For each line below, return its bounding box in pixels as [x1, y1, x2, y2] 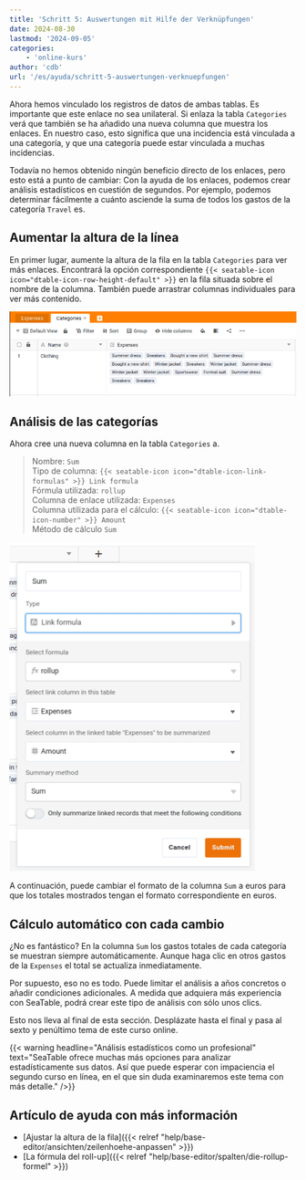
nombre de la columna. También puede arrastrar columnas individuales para [9, 283, 296, 294]
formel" [22, 1160, 52, 1172]
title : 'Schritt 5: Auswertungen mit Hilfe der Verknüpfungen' [9, 15, 255, 24]
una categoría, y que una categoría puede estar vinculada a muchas [9, 137, 266, 148]
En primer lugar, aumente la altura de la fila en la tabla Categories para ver [9, 254, 288, 265]
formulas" [31, 477, 70, 486]
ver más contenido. [9, 293, 82, 304]
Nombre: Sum [31, 456, 80, 467]
